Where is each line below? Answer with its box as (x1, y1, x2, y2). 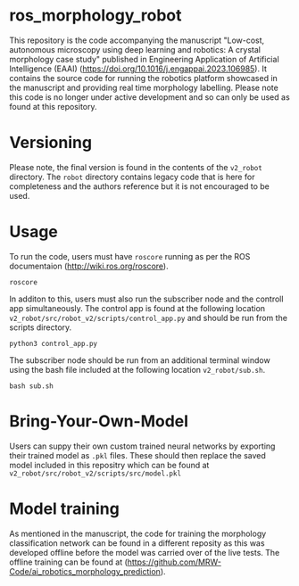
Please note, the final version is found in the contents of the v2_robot (9, 161, 263, 172)
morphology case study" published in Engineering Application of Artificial (9, 54, 279, 64)
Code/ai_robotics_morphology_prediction (9, 565, 161, 576)
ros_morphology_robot (9, 5, 182, 26)
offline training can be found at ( (9, 557, 128, 567)
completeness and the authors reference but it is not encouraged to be (9, 180, 270, 192)
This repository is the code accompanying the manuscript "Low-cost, (9, 35, 265, 45)
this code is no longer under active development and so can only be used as (9, 91, 290, 103)
